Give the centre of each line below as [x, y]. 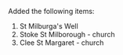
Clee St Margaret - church [62, 43]
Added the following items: [51, 11]
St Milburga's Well [49, 26]
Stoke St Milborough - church [67, 34]
